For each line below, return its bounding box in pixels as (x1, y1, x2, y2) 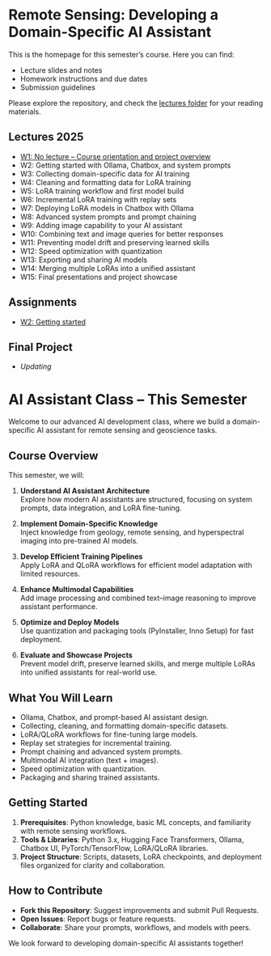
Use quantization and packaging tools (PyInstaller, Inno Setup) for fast (19, 626, 254, 636)
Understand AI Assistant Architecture (19, 486, 150, 496)
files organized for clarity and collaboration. (19, 860, 166, 870)
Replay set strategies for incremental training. (19, 738, 172, 747)
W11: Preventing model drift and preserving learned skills (19, 237, 210, 247)
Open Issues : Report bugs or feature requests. (19, 914, 176, 924)
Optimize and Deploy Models (19, 617, 120, 628)
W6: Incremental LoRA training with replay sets (19, 194, 177, 204)
